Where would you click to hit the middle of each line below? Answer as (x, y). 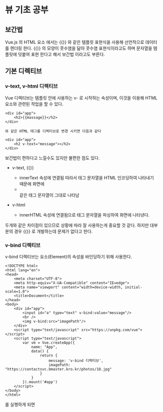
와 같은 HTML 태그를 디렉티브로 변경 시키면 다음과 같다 (53, 131)
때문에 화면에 (32, 184)
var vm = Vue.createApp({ (49, 343)
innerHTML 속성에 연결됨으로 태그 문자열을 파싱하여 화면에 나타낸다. (84, 215)
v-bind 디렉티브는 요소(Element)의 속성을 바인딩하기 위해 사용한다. (69, 256)
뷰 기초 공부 (27, 10)
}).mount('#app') (40, 382)
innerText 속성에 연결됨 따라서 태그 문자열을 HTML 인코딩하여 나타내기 (87, 177)
